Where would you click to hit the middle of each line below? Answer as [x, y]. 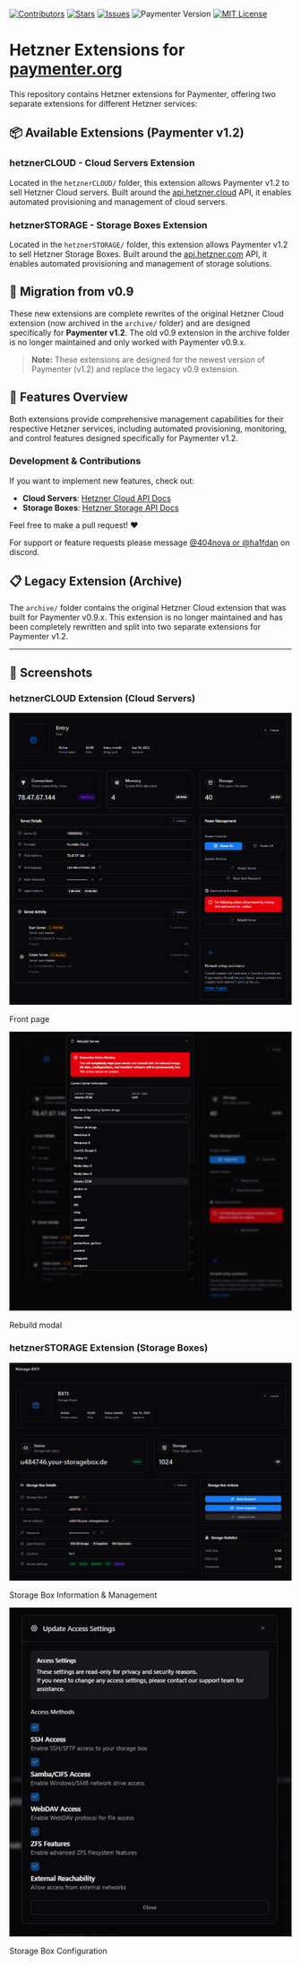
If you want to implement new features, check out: [102, 480]
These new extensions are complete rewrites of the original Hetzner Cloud [146, 313]
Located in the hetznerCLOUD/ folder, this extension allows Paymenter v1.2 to [149, 182]
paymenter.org [66, 70]
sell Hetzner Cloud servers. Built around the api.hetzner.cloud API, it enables [150, 192]
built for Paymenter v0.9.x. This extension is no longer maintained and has [146, 617]
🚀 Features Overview [69, 397]
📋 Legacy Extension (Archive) [96, 582]
